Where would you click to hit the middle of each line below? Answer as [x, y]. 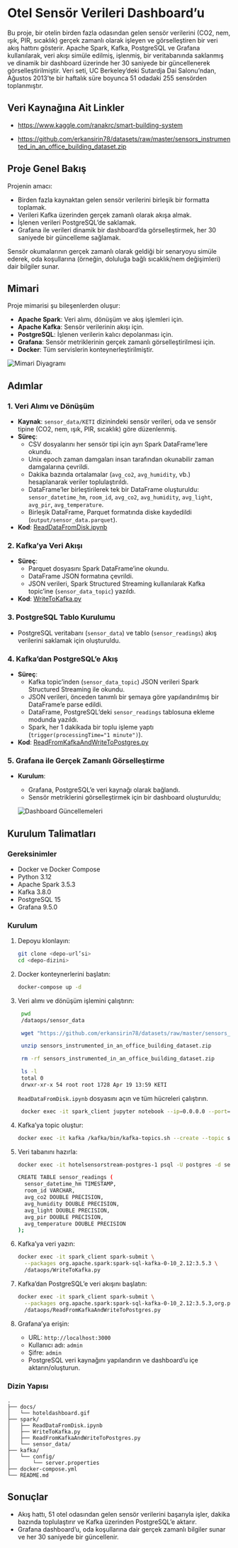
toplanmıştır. [25, 85]
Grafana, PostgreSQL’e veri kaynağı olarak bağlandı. [104, 790]
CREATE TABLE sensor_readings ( [65, 1178]
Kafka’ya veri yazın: [46, 1244]
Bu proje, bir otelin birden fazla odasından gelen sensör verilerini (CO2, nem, [119, 33]
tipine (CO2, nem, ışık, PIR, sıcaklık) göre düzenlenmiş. [97, 429]
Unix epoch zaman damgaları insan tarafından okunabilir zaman [121, 459]
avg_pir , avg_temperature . [66, 505]
